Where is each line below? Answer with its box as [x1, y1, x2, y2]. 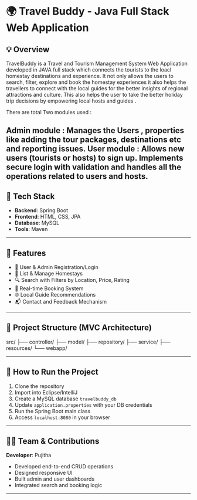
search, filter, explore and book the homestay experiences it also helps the [6, 79, 186, 86]
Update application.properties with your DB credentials [14, 401, 152, 408]
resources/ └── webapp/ [6, 344, 67, 352]
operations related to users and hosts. [6, 171, 148, 182]
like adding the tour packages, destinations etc [6, 135, 182, 145]
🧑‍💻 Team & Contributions [6, 436, 100, 446]
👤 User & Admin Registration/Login [14, 264, 98, 271]
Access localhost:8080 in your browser [14, 414, 110, 421]
